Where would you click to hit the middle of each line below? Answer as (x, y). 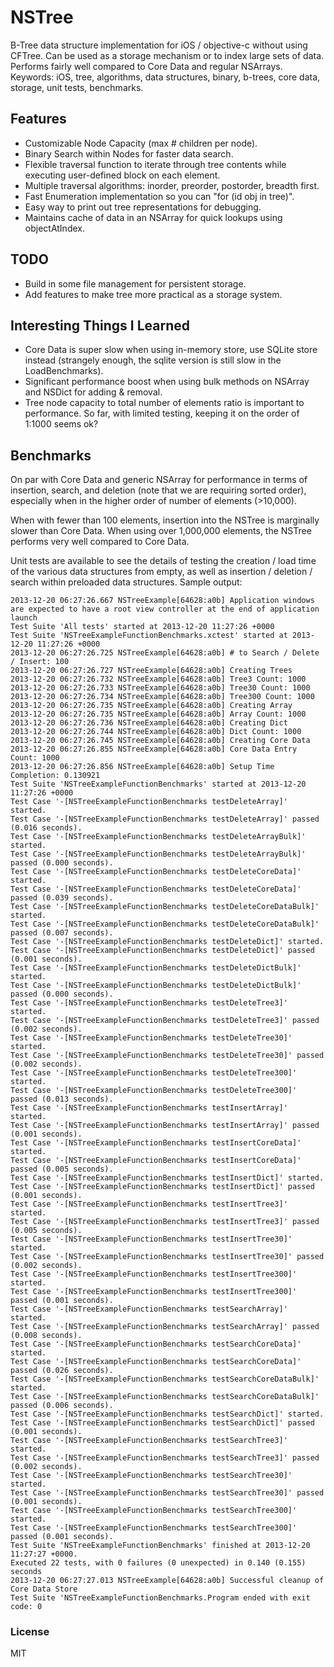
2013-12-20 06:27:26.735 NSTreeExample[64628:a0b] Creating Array (151, 706)
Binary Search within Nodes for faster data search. (129, 153)
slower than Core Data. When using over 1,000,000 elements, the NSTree (161, 531)
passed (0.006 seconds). (62, 1406)
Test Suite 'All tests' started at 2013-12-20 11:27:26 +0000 (142, 627)
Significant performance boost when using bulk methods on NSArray (167, 382)
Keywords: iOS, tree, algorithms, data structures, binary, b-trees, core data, (165, 77)
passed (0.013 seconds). (62, 1099)
